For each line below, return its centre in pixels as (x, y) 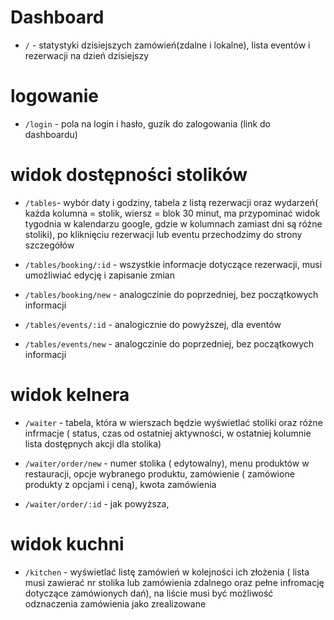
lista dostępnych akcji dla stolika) (93, 443)
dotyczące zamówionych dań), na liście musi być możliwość (149, 593)
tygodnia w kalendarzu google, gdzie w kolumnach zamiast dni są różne (173, 223)
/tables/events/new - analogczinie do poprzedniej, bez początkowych (169, 343)
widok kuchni (67, 543)
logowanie (54, 96)
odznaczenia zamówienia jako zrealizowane (115, 603)
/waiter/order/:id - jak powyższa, (97, 503)
